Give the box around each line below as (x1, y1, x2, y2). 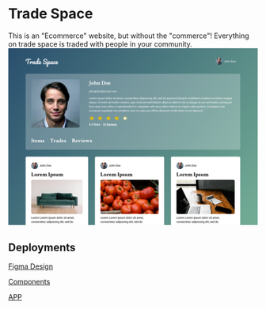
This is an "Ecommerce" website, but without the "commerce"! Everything (8, 31, 249, 40)
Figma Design (8, 262, 54, 271)
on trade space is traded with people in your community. (8, 39, 192, 48)
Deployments (8, 240, 76, 254)
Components (8, 277, 51, 287)
